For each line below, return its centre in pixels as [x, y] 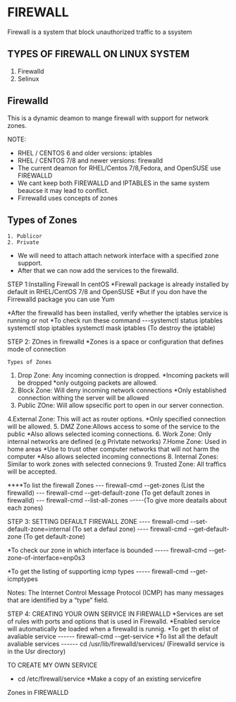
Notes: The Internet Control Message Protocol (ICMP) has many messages [116, 593]
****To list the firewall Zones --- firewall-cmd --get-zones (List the [106, 486]
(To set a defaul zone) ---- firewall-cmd [130, 529]
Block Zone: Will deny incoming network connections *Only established [122, 390]
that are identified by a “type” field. [58, 600]
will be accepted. [32, 472]
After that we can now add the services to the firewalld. [98, 271]
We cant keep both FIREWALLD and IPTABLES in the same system [113, 183]
